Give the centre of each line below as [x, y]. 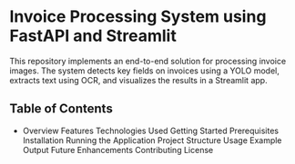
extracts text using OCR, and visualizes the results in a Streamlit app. [138, 80]
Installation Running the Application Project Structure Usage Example [152, 140]
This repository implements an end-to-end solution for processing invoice [148, 61]
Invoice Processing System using [138, 17]
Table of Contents [61, 109]
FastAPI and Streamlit [93, 36]
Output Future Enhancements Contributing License [118, 150]
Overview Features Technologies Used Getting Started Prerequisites [151, 130]
